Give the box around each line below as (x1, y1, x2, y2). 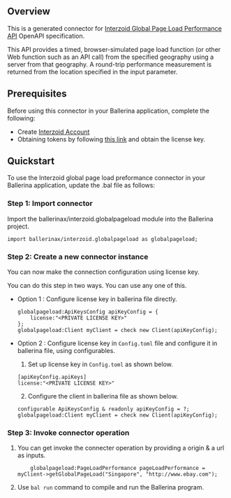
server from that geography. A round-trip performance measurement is (7, 60, 211, 69)
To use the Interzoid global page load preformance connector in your (7, 174, 206, 182)
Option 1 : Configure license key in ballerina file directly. (17, 295, 178, 303)
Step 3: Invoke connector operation (7, 427, 130, 437)
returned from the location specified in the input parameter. (7, 67, 178, 76)
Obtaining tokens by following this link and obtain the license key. (17, 134, 206, 143)
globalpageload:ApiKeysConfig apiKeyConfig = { (17, 308, 158, 316)
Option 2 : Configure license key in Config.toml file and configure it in (17, 339, 218, 347)
